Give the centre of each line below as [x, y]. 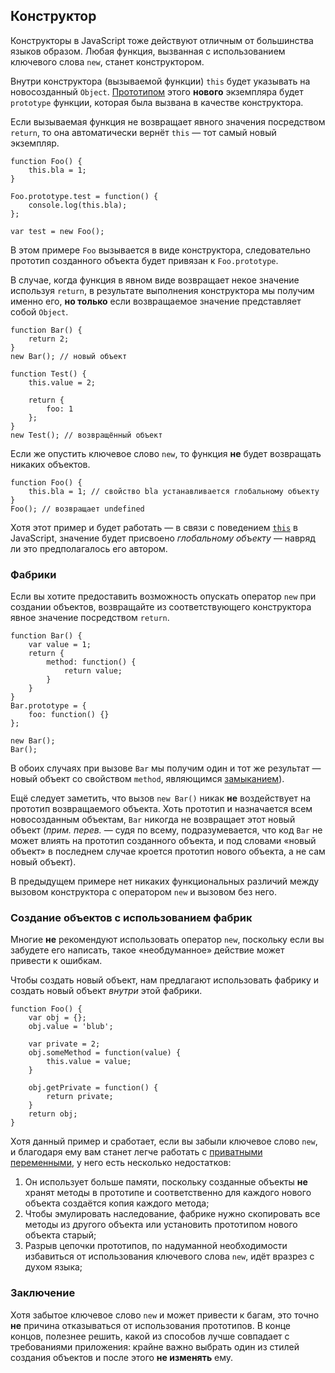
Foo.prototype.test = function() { [84, 196]
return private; [80, 1097]
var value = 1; [60, 645]
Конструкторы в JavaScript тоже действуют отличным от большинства [162, 40]
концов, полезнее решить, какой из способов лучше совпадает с [150, 1336]
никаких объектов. [50, 464]
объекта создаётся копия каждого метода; [117, 1203]
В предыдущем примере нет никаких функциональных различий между [165, 881]
